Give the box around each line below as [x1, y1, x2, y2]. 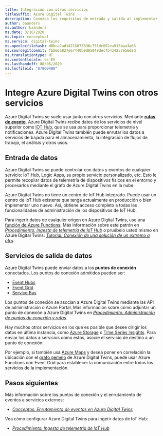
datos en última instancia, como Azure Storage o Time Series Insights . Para [5, 329, 156, 335]
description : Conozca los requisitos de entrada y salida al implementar [5, 16, 158, 21]
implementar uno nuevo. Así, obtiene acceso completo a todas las [5, 202, 137, 208]
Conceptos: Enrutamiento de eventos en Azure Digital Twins [12, 406, 133, 413]
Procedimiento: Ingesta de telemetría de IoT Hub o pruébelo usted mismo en [5, 227, 158, 233]
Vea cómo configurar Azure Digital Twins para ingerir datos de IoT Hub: [5, 416, 148, 422]
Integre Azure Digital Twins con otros [5, 87, 158, 98]
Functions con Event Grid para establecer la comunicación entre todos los [5, 359, 154, 365]
